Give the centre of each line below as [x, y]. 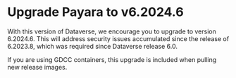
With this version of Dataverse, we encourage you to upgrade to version [112, 31]
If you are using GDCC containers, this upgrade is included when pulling [112, 59]
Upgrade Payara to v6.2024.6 [96, 12]
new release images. [37, 67]
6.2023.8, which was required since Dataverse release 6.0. [93, 46]
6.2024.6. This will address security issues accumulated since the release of [118, 38]
